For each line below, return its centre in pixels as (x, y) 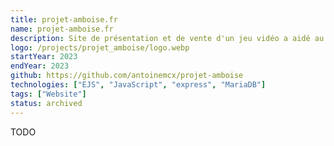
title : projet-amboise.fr (64, 19)
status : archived (46, 103)
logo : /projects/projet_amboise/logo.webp (100, 47)
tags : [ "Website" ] (48, 94)
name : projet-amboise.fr (62, 29)
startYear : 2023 (44, 57)
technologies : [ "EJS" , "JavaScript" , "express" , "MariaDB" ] (138, 85)
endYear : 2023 (40, 66)
